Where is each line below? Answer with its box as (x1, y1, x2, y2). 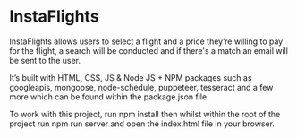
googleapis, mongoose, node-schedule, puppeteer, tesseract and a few (9, 82, 274, 92)
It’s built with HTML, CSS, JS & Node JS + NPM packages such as (9, 72, 252, 82)
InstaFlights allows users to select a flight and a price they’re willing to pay (9, 36, 284, 47)
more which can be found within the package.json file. (9, 91, 209, 102)
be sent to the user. (9, 55, 81, 65)
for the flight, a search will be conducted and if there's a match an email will (9, 45, 289, 56)
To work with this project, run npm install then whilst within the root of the (9, 108, 281, 119)
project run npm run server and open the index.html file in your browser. (9, 118, 276, 129)
